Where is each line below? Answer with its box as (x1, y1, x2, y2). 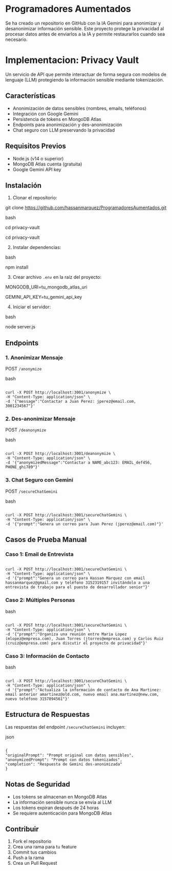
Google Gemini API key (12, 166, 61, 172)
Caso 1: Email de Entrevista (5, 550, 74, 557)
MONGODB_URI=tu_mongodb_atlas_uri (5, 284, 88, 290)
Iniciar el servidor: (12, 304, 51, 310)
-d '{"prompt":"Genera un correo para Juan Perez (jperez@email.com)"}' (5, 521, 164, 527)
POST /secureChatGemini (5, 488, 58, 494)
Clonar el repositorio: (12, 195, 57, 201)
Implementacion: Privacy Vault (5, 54, 139, 66)
